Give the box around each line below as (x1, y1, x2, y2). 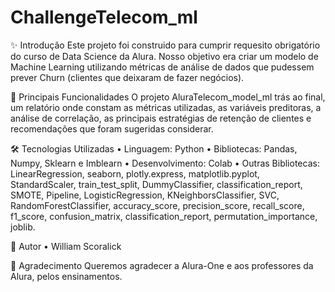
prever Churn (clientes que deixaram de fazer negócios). (10, 71, 245, 83)
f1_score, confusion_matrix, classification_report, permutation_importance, (10, 210, 318, 222)
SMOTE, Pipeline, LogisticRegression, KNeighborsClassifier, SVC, (10, 189, 280, 201)
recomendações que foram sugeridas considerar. (10, 122, 214, 135)
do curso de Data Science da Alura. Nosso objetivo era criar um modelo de (10, 50, 319, 62)
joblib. (10, 221, 36, 233)
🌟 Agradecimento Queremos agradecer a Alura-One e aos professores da (10, 259, 314, 271)
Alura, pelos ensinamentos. (10, 270, 123, 282)
